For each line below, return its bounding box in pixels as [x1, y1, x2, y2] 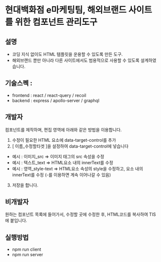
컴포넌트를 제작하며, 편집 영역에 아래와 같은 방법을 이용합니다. [5, 127, 122, 132]
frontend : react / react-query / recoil [12, 92, 87, 98]
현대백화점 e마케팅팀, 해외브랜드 [5, 4, 127, 16]
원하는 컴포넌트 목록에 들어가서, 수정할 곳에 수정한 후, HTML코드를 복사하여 [5, 211, 148, 217]
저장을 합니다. [12, 182, 39, 188]
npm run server [12, 252, 43, 258]
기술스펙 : [5, 79, 33, 88]
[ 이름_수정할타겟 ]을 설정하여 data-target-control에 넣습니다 [12, 143, 129, 149]
